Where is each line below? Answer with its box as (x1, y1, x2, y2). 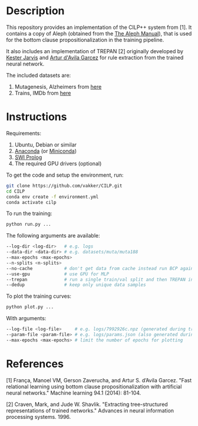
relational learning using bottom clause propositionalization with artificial (6, 383, 182, 390)
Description (6, 4, 65, 18)
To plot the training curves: (6, 292, 72, 300)
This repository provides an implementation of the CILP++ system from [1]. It (6, 24, 192, 31)
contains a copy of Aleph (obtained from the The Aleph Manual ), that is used (6, 30, 192, 37)
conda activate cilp (6, 199, 57, 205)
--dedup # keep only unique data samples (6, 282, 146, 288)
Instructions (6, 110, 67, 123)
